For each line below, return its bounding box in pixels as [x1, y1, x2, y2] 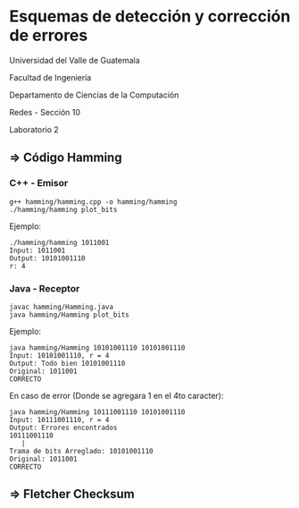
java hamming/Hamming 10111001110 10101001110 [9, 407, 186, 417]
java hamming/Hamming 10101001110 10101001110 [9, 343, 186, 352]
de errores [9, 25, 88, 46]
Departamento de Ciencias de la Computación [9, 89, 179, 100]
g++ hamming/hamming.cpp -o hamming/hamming [9, 197, 178, 207]
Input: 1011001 [9, 246, 66, 255]
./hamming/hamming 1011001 [9, 238, 110, 247]
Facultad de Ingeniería [9, 72, 92, 82]
